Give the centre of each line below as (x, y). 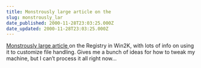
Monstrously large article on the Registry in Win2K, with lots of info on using (100, 46)
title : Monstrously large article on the (59, 12)
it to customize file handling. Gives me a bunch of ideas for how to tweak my (101, 52)
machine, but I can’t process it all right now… (61, 58)
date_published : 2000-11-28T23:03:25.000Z (60, 23)
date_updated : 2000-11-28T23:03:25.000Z (58, 29)
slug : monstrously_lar (34, 17)
